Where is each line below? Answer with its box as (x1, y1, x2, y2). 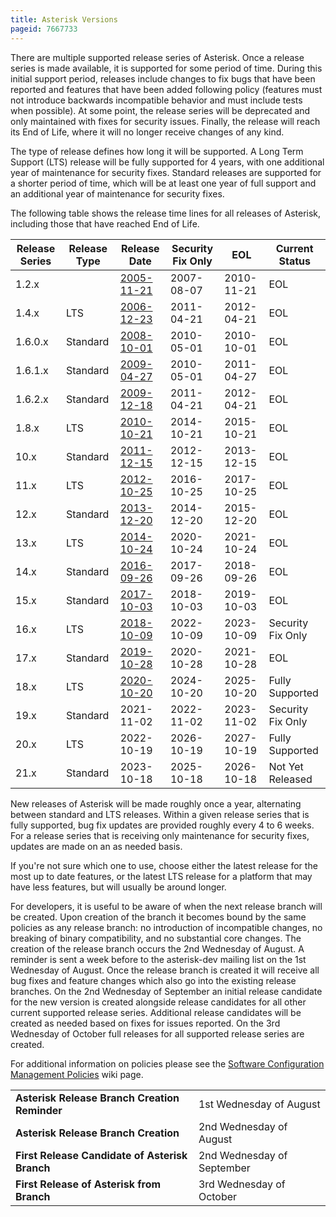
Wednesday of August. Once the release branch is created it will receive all (10, 964, 320, 976)
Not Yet (268, 759, 304, 773)
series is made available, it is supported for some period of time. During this (10, 62, 323, 74)
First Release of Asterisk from (15, 1177, 162, 1191)
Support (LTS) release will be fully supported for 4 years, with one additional (10, 156, 325, 168)
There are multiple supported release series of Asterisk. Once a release (10, 51, 305, 63)
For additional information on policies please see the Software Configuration (10, 1057, 325, 1070)
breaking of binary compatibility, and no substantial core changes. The (10, 932, 302, 944)
